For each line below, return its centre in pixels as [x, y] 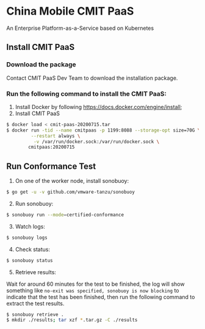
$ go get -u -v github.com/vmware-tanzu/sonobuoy [71, 192]
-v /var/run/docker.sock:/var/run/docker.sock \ [96, 141]
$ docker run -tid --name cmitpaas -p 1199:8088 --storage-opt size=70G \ [103, 130]
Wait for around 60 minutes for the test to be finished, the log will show [95, 284]
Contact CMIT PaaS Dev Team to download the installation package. [92, 78]
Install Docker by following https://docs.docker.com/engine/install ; [99, 107]
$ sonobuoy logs [27, 238]
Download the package [41, 65]
